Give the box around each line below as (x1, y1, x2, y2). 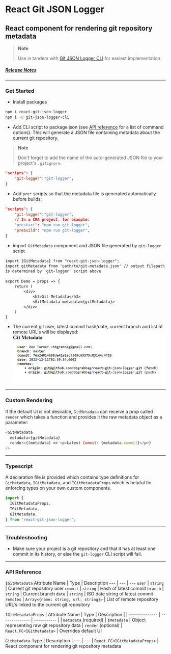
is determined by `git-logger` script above (5, 269, 101, 274)
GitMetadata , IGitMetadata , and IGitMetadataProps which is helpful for (5, 480, 152, 486)
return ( (14, 284, 33, 289)
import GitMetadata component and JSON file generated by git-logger (12, 242, 161, 248)
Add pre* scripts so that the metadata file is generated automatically (12, 190, 156, 197)
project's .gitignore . (17, 160, 62, 166)
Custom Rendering (5, 397, 53, 404)
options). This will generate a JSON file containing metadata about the (12, 129, 160, 136)
